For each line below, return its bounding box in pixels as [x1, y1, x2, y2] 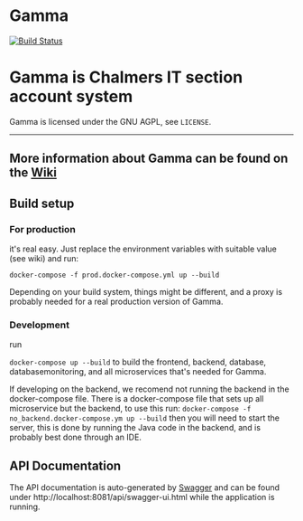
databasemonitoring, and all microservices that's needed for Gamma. [9, 366, 267, 377]
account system [9, 87, 133, 107]
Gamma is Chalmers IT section [9, 67, 243, 88]
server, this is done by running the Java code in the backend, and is [9, 422, 262, 433]
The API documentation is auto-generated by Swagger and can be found [9, 482, 280, 493]
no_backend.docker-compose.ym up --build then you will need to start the [9, 412, 280, 423]
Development [9, 318, 70, 331]
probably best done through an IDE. [9, 431, 142, 443]
